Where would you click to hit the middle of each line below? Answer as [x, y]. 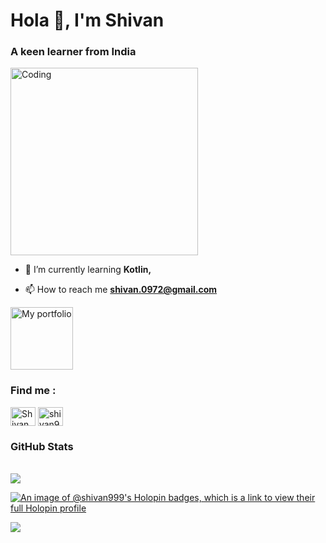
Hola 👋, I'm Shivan [87, 20]
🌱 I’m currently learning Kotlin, [88, 270]
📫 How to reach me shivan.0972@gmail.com [121, 290]
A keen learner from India [73, 52]
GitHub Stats [42, 446]
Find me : [33, 391]
